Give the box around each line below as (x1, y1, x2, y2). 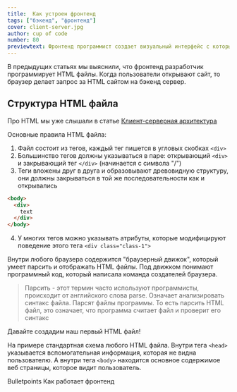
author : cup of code (7, 30, 68, 37)
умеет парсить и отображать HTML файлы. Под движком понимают (7, 262, 214, 271)
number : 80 (7, 37, 39, 44)
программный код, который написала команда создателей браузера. (7, 270, 218, 278)
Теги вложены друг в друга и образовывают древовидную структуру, (17, 166, 229, 175)
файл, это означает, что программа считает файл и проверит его (24, 306, 221, 314)
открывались (17, 181, 58, 190)
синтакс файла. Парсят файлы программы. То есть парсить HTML (24, 299, 224, 307)
